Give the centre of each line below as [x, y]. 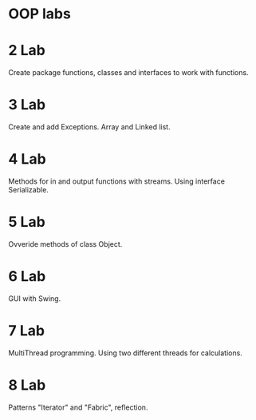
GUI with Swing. [35, 298]
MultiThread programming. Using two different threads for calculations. [126, 353]
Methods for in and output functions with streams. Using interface [117, 181]
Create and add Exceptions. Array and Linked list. [89, 127]
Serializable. [29, 190]
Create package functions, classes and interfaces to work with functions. [128, 73]
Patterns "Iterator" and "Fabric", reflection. [78, 407]
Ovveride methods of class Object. [65, 244]
